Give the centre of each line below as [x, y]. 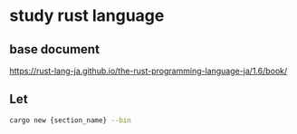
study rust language [87, 16]
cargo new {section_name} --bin [70, 120]
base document [54, 49]
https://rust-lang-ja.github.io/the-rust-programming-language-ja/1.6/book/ [148, 71]
